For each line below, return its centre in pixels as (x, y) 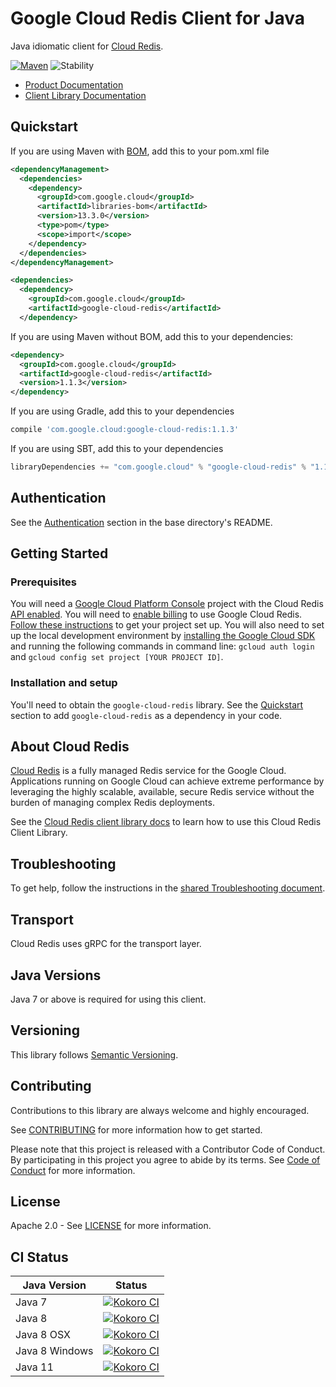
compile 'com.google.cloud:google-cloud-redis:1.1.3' (125, 430)
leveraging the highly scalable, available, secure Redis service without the (162, 792)
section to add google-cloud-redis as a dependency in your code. (146, 715)
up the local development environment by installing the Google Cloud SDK (163, 636)
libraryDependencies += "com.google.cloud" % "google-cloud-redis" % (158, 467)
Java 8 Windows (54, 1351)
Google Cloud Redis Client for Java (157, 18)
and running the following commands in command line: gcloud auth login (162, 646)
